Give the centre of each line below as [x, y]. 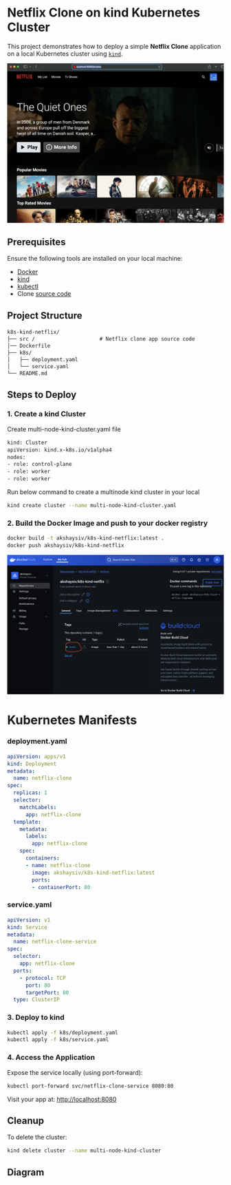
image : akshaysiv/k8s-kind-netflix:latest [93, 873]
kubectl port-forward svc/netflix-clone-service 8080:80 [90, 1086]
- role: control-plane [40, 465]
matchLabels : [38, 807]
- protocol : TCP [43, 978]
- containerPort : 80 [61, 887]
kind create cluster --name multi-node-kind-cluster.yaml [92, 506]
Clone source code [44, 294]
